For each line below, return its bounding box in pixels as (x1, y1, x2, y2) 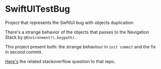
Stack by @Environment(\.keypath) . (5, 34, 76, 40)
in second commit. (5, 49, 43, 55)
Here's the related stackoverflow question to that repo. (5, 58, 116, 64)
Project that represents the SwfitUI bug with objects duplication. (5, 20, 135, 25)
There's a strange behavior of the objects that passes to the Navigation (5, 29, 149, 35)
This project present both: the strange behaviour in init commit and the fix (5, 44, 156, 49)
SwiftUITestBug (5, 3, 70, 15)
